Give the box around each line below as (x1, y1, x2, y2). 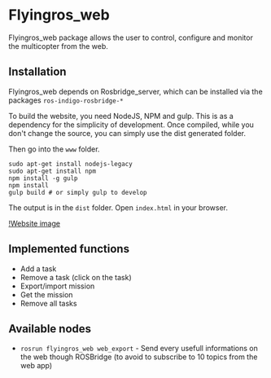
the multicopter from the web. (8, 41, 108, 51)
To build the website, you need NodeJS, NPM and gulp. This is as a (8, 111, 234, 121)
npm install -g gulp (8, 174, 79, 182)
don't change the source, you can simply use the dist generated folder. (8, 128, 247, 138)
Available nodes (8, 322, 92, 336)
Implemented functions (8, 242, 130, 256)
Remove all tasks (20, 298, 77, 308)
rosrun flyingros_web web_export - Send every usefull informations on (20, 344, 258, 354)
